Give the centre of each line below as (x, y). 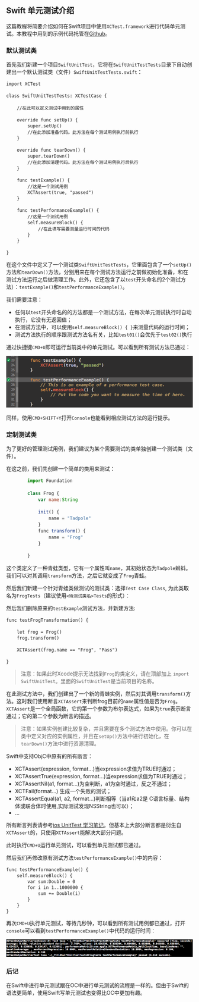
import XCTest (24, 84)
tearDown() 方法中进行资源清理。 (60, 744)
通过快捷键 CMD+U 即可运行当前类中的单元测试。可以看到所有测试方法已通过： (98, 347)
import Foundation (50, 481)
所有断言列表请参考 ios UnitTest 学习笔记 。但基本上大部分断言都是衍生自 (94, 825)
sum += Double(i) (59, 894)
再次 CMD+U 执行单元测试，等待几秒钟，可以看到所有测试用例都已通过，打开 (96, 923)
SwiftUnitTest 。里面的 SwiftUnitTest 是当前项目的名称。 (89, 681)
